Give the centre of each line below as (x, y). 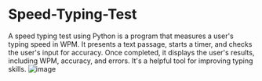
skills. (17, 69)
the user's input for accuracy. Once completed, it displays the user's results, (131, 52)
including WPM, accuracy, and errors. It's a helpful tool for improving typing (131, 61)
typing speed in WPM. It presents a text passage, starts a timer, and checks (130, 44)
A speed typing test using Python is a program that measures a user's (121, 36)
